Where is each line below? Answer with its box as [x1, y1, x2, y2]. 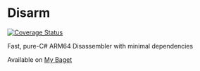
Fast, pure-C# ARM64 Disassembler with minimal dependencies [7, 41, 194, 50]
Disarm [7, 5, 51, 21]
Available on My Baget [7, 55, 73, 64]
